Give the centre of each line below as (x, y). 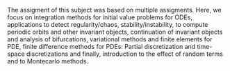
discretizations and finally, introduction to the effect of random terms (125, 54)
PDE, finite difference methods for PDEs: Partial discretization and (101, 47)
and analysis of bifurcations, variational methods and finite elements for (110, 39)
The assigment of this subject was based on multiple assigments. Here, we (114, 10)
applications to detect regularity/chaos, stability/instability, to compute (108, 24)
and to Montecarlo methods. (48, 61)
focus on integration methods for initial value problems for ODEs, (100, 17)
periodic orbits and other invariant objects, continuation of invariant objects (115, 32)
